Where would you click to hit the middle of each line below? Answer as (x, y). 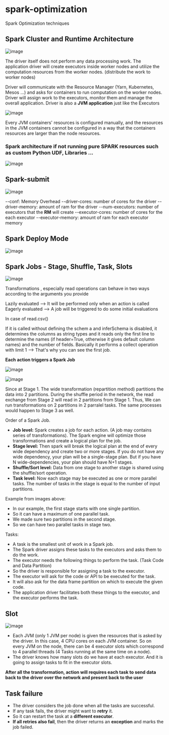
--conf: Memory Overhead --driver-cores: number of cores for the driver (81, 201)
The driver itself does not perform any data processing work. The (73, 61)
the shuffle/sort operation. (40, 473)
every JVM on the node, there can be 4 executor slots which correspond (88, 646)
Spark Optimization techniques (37, 23)
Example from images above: (35, 499)
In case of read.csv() (27, 319)
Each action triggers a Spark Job (40, 360)
